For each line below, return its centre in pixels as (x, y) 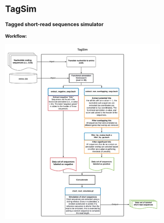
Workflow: (16, 36)
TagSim (21, 9)
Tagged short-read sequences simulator (55, 25)
